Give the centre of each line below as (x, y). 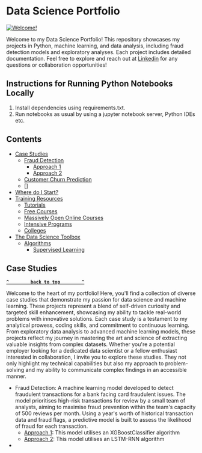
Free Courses (41, 211)
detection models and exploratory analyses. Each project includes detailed (99, 52)
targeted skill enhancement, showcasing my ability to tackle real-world (94, 312)
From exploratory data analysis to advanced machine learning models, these (101, 332)
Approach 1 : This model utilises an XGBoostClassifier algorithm (102, 433)
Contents (24, 139)
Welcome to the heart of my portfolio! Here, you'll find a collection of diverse (101, 293)
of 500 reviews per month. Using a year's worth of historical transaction (104, 413)
